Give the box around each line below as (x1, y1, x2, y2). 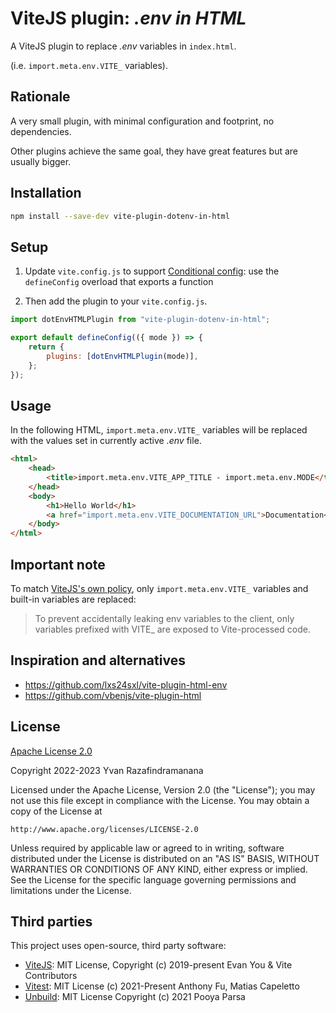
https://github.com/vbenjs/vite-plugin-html (24, 689, 202, 701)
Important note (10, 556, 106, 573)
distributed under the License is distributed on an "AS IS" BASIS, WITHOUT (10, 852, 320, 864)
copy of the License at (10, 805, 103, 817)
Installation (10, 185, 82, 202)
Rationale (10, 88, 71, 106)
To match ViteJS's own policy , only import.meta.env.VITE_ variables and (10, 583, 309, 594)
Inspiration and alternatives (10, 652, 186, 669)
